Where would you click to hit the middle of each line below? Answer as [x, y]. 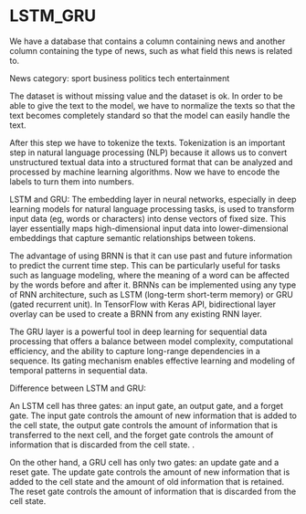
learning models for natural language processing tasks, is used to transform [152, 209]
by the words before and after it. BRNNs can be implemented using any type [153, 285]
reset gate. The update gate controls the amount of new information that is [150, 472]
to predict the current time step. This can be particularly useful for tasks [145, 265]
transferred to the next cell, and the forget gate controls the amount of [142, 435]
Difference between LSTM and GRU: [78, 388]
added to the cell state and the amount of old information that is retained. [147, 481]
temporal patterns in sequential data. [79, 370]
